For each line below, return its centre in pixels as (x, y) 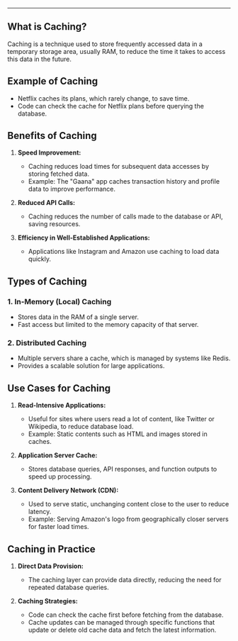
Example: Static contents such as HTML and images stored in (118, 434)
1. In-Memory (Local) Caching (59, 301)
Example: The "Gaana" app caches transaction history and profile (124, 182)
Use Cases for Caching (59, 388)
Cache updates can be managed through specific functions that (121, 623)
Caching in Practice (51, 549)
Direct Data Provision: (50, 566)
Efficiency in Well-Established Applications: (84, 238)
